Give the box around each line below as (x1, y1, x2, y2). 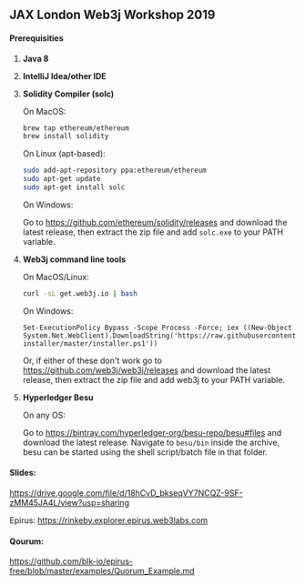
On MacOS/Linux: (22, 271, 89, 282)
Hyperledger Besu (22, 391, 94, 403)
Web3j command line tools (22, 254, 127, 265)
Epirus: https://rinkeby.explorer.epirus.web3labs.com (9, 515, 208, 526)
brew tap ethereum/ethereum (22, 123, 129, 133)
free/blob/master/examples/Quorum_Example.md (9, 566, 195, 577)
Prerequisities (9, 32, 64, 44)
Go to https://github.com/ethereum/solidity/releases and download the (22, 217, 288, 227)
